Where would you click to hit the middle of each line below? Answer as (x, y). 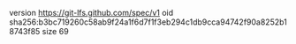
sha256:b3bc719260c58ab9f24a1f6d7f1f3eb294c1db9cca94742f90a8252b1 (148, 22)
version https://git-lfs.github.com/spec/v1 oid (91, 13)
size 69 (55, 31)
